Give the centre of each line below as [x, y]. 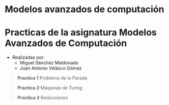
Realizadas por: [29, 57]
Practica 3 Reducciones [43, 98]
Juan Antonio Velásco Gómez [51, 68]
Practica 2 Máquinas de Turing [50, 88]
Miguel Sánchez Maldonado [49, 63]
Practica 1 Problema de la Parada [52, 78]
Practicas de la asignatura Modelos [81, 33]
